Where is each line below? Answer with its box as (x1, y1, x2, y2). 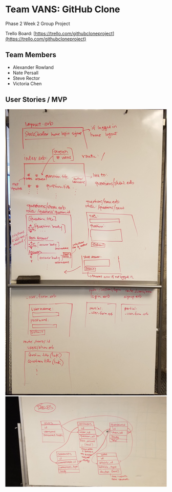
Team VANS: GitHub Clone (5, 4, 120, 15)
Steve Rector (12, 75, 40, 81)
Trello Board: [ (5, 30, 35, 36)
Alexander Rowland (12, 64, 54, 70)
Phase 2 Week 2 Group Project (5, 20, 70, 27)
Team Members (5, 51, 56, 59)
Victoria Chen (12, 80, 42, 86)
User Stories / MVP (5, 96, 68, 104)
